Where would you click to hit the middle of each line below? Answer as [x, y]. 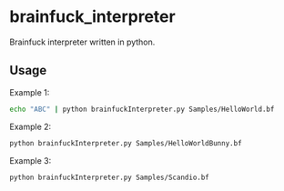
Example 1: [30, 92]
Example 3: [30, 160]
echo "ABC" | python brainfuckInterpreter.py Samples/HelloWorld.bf [142, 109]
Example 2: [30, 126]
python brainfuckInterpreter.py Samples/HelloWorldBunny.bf [126, 143]
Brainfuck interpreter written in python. [82, 42]
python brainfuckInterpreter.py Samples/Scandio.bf [109, 177]
